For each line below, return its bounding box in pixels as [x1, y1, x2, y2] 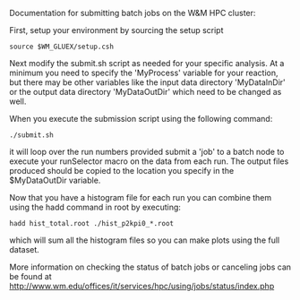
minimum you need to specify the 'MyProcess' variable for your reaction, [9, 67, 279, 78]
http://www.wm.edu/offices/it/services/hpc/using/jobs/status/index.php [9, 281, 275, 291]
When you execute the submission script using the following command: [9, 114, 273, 124]
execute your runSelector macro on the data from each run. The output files [9, 156, 289, 167]
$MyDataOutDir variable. [9, 175, 101, 185]
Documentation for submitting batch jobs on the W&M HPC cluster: [9, 8, 256, 18]
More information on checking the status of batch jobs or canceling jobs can [9, 261, 292, 272]
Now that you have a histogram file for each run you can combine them [9, 193, 272, 202]
